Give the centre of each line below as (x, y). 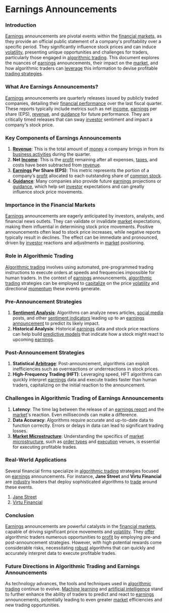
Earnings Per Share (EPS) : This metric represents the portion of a (81, 170)
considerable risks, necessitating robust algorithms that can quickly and (80, 548)
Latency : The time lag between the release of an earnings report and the (88, 409)
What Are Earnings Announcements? (52, 87)
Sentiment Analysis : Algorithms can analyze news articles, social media (88, 313)
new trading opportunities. (33, 605)
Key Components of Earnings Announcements (63, 138)
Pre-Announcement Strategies (44, 301)
